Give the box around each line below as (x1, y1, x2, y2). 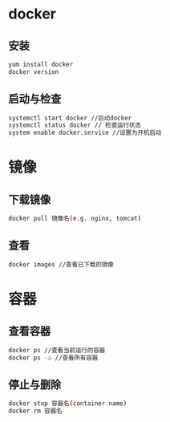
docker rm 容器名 (8, 407, 63, 416)
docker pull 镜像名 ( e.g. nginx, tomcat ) (8, 214, 142, 223)
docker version (8, 67, 59, 76)
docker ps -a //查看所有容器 (8, 354, 99, 362)
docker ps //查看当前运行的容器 (8, 346, 106, 354)
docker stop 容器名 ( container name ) (8, 400, 127, 408)
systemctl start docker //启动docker (8, 114, 132, 122)
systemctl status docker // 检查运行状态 (8, 121, 142, 129)
